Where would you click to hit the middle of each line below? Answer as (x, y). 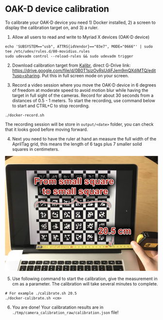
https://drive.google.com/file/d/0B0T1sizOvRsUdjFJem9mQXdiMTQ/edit (84, 70)
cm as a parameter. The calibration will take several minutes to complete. (85, 284)
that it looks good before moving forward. (47, 129)
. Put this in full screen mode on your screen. (84, 75)
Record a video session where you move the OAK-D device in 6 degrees (84, 85)
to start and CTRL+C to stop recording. (51, 106)
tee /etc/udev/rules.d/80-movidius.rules (48, 51)
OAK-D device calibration (57, 9)
